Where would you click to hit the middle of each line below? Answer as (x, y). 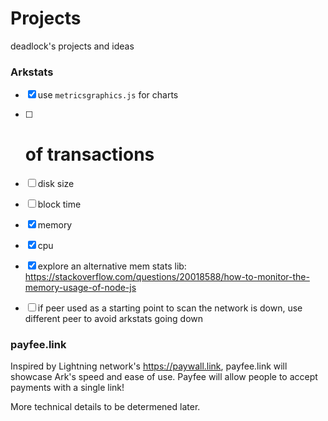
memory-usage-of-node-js (80, 288)
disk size (56, 184)
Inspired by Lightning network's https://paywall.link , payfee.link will (149, 366)
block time (59, 204)
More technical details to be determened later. (105, 407)
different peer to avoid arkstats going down (114, 319)
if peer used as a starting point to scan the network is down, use (170, 308)
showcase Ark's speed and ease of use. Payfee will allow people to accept (164, 377)
